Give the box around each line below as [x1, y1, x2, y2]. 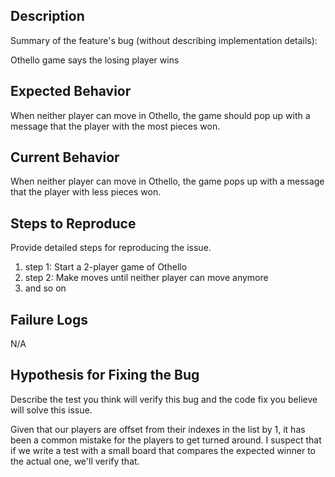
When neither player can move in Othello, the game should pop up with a [10, 109, 311, 121]
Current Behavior [10, 149, 120, 166]
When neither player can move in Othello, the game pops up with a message [10, 175, 325, 188]
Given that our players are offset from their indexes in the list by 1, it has [10, 423, 306, 435]
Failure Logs [10, 311, 88, 328]
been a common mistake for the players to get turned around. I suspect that [10, 434, 322, 446]
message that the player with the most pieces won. [10, 120, 221, 132]
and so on [24, 282, 67, 294]
